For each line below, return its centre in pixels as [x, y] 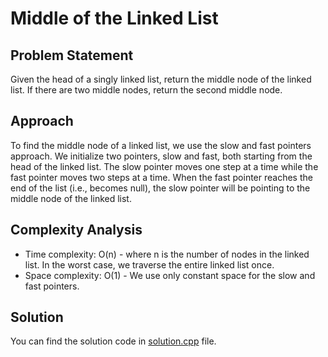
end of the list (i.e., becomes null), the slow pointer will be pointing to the [160, 188]
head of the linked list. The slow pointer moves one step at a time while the [164, 166]
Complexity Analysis [76, 230]
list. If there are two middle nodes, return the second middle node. [146, 90]
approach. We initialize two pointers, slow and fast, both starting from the [161, 156]
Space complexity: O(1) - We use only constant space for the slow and [170, 275]
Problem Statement [72, 55]
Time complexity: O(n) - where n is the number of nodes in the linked [167, 254]
